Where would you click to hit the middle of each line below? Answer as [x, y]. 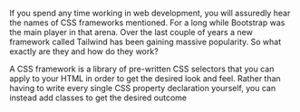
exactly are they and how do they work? [84, 51]
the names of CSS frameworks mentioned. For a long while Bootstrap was [147, 23]
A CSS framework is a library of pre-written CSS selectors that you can [142, 69]
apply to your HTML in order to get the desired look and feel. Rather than [145, 79]
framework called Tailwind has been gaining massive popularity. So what [145, 42]
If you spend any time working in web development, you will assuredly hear [150, 13]
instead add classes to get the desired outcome [98, 98]
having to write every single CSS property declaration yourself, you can [143, 88]
